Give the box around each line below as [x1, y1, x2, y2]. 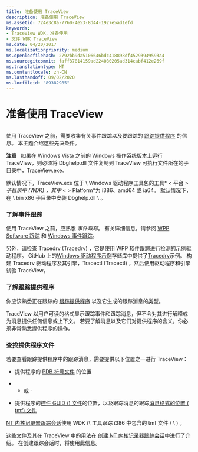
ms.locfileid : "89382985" [6, 80, 70, 86]
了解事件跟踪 [6, 210, 43, 219]
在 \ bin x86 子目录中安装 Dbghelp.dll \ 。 [6, 194, 106, 201]
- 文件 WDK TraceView [6, 36, 58, 42]
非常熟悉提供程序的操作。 [11, 325, 74, 332]
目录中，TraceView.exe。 [6, 167, 68, 174]
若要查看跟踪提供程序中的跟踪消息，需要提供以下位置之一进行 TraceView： [6, 356, 189, 363]
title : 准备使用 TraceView [6, 8, 69, 15]
